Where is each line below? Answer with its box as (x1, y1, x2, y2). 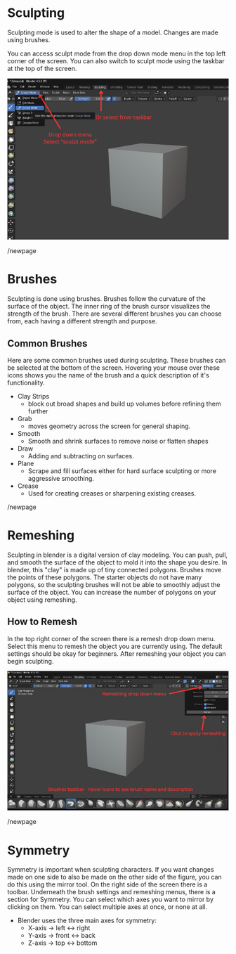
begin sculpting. (7, 657, 54, 665)
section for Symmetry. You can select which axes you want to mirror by (7, 895, 214, 904)
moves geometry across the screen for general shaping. (27, 422, 191, 430)
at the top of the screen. (7, 64, 77, 72)
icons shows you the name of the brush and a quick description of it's (7, 370, 209, 379)
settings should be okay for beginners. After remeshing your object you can (7, 649, 226, 658)
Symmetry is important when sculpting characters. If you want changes (7, 865, 214, 874)
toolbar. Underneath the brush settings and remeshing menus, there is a (7, 888, 216, 896)
